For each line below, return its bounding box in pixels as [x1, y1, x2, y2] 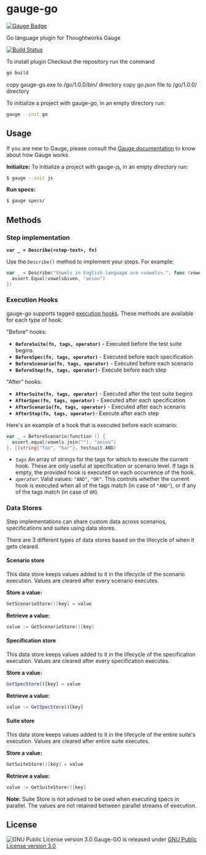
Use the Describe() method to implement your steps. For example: [6, 257, 174, 265]
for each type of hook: [6, 316, 63, 324]
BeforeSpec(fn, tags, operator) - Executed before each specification [15, 353, 193, 361]
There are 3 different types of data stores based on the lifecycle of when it [6, 536, 194, 544]
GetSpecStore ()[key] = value [6, 681, 81, 687]
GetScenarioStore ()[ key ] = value [6, 601, 92, 607]
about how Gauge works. [6, 151, 70, 158]
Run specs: [6, 186, 36, 193]
